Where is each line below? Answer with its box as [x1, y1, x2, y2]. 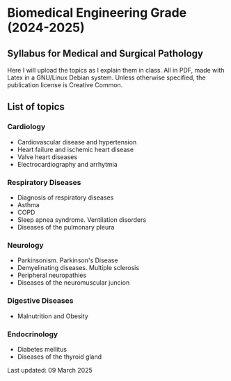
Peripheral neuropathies [17, 271, 87, 280]
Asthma [17, 200, 40, 209]
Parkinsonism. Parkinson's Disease [17, 256, 118, 264]
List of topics [7, 101, 65, 113]
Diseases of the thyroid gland [17, 352, 102, 361]
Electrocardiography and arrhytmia [17, 160, 118, 168]
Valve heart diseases [17, 152, 78, 161]
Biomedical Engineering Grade [7, 5, 186, 21]
